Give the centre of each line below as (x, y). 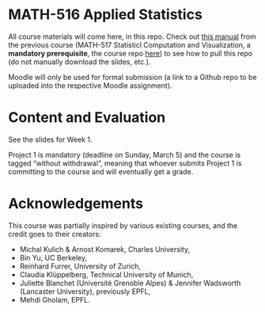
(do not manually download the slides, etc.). (79, 62)
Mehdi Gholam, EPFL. (55, 299)
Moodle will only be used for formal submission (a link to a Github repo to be (132, 77)
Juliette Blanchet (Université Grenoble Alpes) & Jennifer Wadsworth (130, 283)
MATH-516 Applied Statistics (106, 15)
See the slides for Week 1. (50, 139)
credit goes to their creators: (55, 234)
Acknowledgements (76, 204)
